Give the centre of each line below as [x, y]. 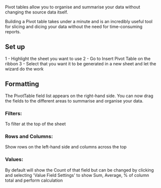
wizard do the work [24, 69]
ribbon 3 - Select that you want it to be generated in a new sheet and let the [81, 64]
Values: [14, 159]
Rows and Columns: [29, 136]
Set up [15, 47]
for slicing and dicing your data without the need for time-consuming [74, 27]
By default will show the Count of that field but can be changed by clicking [80, 170]
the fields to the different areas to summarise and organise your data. [74, 101]
